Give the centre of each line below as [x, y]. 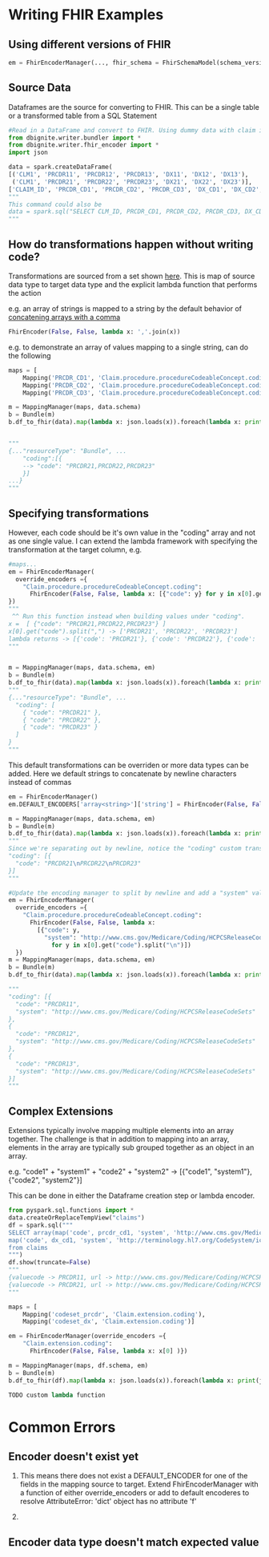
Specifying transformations [79, 514]
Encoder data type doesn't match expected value [134, 1542]
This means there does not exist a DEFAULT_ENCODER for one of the [134, 1476]
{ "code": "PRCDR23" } [60, 727]
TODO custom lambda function [57, 1395]
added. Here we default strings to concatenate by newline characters [122, 773]
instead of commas [40, 782]
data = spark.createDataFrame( [60, 167]
